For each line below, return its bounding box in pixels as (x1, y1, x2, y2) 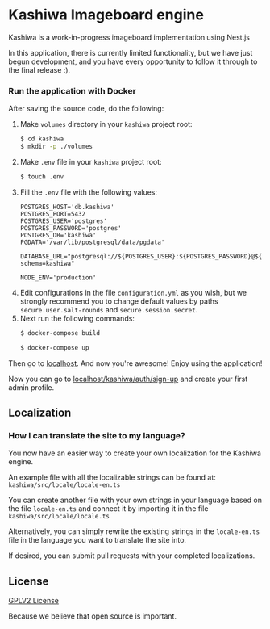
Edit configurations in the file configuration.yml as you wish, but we (19, 287, 247, 297)
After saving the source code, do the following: (8, 103, 164, 114)
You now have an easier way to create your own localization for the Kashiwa (8, 448, 262, 458)
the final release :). (8, 65, 71, 74)
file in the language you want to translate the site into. (8, 535, 187, 545)
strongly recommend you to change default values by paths (19, 296, 219, 306)
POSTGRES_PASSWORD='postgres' (19, 224, 123, 232)
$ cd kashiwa (19, 135, 64, 143)
